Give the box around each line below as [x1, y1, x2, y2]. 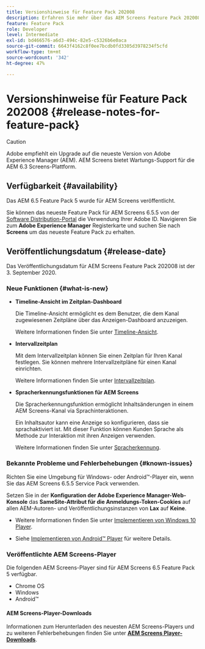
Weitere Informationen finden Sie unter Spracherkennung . [15, 444, 161, 451]
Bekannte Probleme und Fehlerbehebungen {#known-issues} [6, 459, 193, 468]
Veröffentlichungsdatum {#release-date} [6, 246, 167, 257]
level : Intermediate [6, 32, 59, 38]
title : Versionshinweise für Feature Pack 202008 [6, 9, 135, 15]
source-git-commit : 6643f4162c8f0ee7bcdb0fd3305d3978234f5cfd [6, 43, 168, 50]
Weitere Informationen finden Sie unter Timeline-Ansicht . [15, 328, 159, 336]
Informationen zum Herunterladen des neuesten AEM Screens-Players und [6, 623, 195, 631]
